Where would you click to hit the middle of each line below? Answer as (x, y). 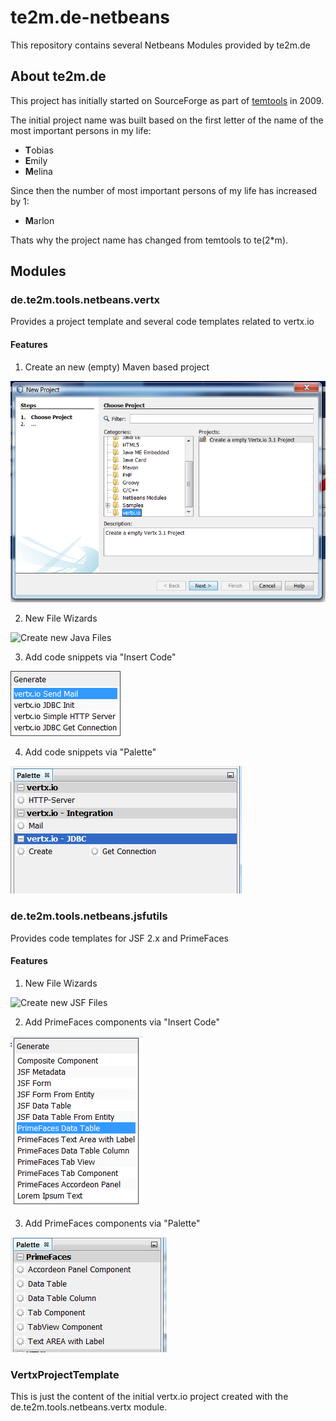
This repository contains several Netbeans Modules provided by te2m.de (160, 45)
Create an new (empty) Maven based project (117, 367)
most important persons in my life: (81, 130)
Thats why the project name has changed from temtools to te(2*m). (149, 240)
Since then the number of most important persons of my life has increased (164, 190)
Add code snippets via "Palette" (90, 752)
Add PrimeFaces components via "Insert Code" (122, 1022)
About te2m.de (58, 76)
